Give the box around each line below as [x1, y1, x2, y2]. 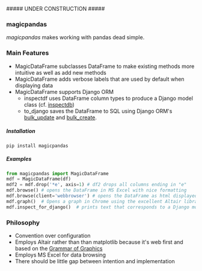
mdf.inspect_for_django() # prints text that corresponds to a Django [6, 204, 189, 210]
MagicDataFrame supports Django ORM [14, 88, 114, 95]
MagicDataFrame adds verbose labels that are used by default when [14, 75, 185, 83]
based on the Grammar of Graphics [14, 245, 103, 252]
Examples [6, 155, 32, 163]
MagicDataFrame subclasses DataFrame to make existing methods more [14, 63, 195, 70]
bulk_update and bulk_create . [23, 114, 97, 121]
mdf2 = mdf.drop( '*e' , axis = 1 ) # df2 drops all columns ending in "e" [6, 182, 187, 188]
